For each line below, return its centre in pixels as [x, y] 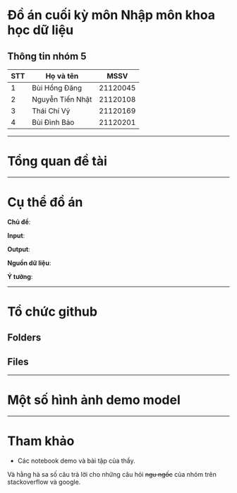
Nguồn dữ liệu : [29, 263]
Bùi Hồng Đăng [57, 88]
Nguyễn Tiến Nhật [62, 99]
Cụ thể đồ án [45, 202]
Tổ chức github [52, 312]
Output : [19, 249]
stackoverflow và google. [44, 482]
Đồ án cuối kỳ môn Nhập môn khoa [111, 15]
